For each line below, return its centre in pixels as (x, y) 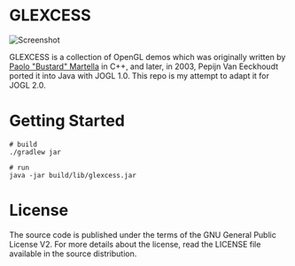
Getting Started (67, 121)
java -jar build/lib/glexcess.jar (73, 175)
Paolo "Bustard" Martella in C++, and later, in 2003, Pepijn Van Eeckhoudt (144, 66)
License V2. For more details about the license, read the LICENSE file (135, 244)
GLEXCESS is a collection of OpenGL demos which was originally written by (147, 57)
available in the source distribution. (73, 254)
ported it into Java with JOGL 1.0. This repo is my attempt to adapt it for (140, 75)
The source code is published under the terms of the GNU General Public (143, 234)
